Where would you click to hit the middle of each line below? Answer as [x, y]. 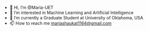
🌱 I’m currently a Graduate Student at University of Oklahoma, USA [76, 18]
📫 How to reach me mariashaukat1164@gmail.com [60, 23]
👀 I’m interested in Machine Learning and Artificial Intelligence [72, 13]
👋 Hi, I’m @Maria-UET [32, 8]
